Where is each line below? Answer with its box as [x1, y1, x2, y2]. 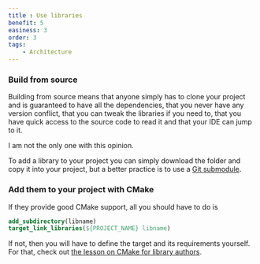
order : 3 [8, 33, 37, 42]
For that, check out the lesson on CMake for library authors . [8, 247, 202, 257]
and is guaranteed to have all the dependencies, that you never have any [8, 100, 244, 110]
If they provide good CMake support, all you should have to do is [8, 202, 218, 211]
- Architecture [22, 48, 72, 56]
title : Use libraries [8, 11, 83, 20]
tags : [8, 41, 26, 49]
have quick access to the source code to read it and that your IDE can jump [8, 117, 252, 127]
